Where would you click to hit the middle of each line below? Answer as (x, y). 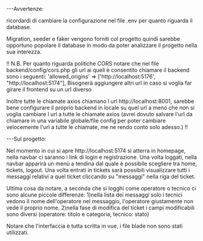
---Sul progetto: (27, 139)
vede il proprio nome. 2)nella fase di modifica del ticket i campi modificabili (101, 208)
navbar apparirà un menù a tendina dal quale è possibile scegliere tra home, (102, 163)
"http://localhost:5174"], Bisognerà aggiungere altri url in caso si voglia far (99, 83)
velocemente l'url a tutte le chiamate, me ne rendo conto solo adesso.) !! (97, 127)
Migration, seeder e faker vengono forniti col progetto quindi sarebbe (93, 39)
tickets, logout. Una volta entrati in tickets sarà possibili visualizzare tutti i (98, 170)
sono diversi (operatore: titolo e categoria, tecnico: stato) (78, 214)
